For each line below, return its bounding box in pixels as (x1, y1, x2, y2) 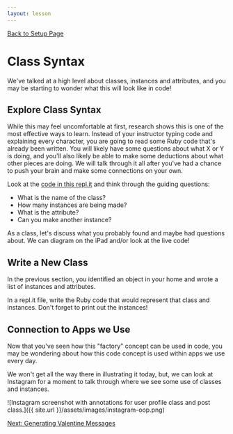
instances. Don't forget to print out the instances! (7, 303, 148, 312)
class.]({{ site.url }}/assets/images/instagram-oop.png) (7, 406, 165, 414)
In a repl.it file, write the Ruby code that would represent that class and (7, 296, 210, 304)
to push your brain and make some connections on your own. (7, 167, 183, 175)
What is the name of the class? (17, 194, 106, 202)
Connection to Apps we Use (7, 324, 131, 335)
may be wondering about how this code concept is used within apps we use (7, 349, 225, 358)
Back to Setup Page (7, 29, 64, 37)
